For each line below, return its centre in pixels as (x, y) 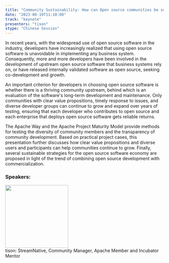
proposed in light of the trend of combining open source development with (82, 158)
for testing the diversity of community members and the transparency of (80, 132)
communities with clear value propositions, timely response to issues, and (82, 101)
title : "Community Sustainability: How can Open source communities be (82, 10)
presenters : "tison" (27, 24)
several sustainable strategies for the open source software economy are (81, 153)
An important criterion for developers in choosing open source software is (82, 85)
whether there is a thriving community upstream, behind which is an (76, 90)
